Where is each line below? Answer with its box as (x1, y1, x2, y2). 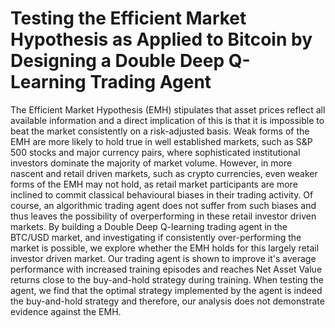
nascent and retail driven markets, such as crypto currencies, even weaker (10, 167, 318, 179)
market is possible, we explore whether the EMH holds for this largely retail (10, 242, 320, 254)
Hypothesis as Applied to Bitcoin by (10, 28, 313, 51)
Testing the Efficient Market (10, 7, 247, 30)
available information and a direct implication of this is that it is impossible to (10, 114, 325, 126)
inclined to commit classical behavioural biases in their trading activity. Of (10, 188, 314, 201)
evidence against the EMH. (10, 305, 122, 317)
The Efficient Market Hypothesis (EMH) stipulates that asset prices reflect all (10, 103, 326, 116)
